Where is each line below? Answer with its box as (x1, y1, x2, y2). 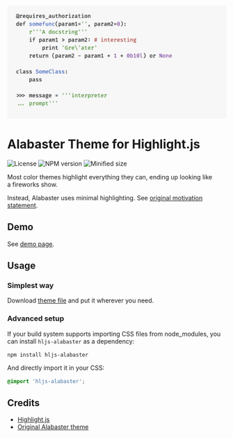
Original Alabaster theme (17, 423, 89, 431)
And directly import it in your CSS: (7, 364, 105, 372)
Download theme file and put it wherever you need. (7, 296, 154, 305)
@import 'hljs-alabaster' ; (7, 378, 86, 384)
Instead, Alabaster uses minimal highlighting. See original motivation (7, 193, 203, 202)
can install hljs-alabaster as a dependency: (7, 336, 135, 346)
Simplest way (7, 280, 54, 290)
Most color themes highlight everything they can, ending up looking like (7, 172, 213, 181)
